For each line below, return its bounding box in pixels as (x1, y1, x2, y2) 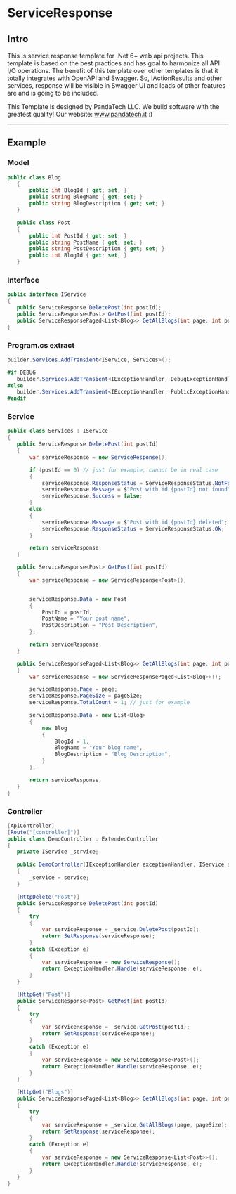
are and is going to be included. (7, 89, 99, 97)
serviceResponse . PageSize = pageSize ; (29, 692, 143, 700)
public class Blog (7, 174, 61, 181)
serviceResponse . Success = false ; (41, 493, 143, 500)
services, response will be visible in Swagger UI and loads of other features (7, 82, 226, 89)
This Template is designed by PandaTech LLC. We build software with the (7, 103, 220, 110)
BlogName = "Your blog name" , (54, 744, 143, 751)
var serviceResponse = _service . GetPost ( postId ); (41, 1024, 190, 1031)
